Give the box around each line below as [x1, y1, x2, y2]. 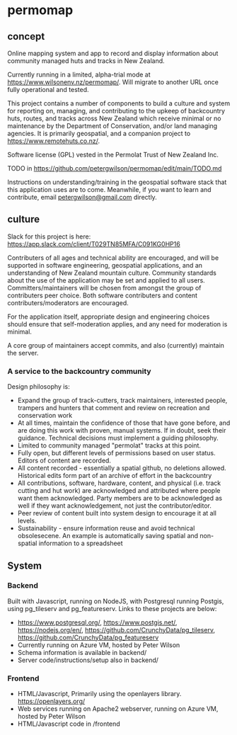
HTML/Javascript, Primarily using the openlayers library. [17, 690, 182, 698]
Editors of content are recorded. [17, 456, 112, 465]
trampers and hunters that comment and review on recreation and [17, 404, 210, 412]
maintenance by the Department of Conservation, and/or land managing [7, 122, 218, 130]
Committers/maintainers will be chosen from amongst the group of [7, 283, 202, 292]
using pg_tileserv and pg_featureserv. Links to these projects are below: [7, 604, 217, 612]
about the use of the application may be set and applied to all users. [7, 275, 205, 285]
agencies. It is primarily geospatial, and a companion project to [7, 130, 191, 137]
